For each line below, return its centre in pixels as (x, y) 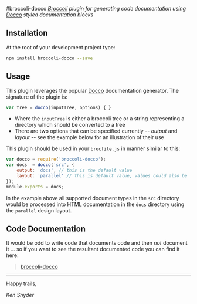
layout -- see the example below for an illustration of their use (89, 137)
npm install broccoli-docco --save (50, 58)
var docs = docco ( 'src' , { (40, 165)
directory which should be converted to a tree (70, 125)
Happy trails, (21, 283)
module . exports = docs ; (35, 187)
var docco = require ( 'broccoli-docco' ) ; (56, 160)
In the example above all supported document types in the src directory (93, 198)
